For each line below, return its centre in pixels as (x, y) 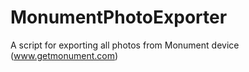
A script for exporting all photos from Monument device (125, 45)
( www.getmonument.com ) (64, 55)
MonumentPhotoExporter (119, 17)
